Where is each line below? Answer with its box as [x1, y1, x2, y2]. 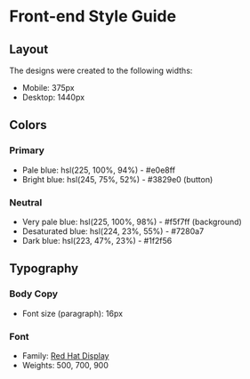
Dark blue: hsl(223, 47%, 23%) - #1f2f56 [21, 235, 173, 246]
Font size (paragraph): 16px [21, 308, 123, 319]
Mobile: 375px [21, 83, 75, 93]
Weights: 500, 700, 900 [21, 359, 109, 370]
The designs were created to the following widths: [9, 65, 193, 76]
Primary [9, 144, 44, 157]
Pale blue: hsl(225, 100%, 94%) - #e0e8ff [21, 165, 176, 175]
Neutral [9, 196, 43, 208]
